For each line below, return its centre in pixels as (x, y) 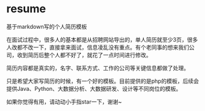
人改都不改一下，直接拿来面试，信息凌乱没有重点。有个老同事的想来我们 (98, 47)
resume (26, 9)
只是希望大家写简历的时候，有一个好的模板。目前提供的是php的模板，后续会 (103, 81)
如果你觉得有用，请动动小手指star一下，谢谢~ (64, 101)
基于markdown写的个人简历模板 (47, 26)
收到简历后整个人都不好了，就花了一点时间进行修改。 (84, 55)
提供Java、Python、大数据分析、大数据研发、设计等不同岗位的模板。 (94, 88)
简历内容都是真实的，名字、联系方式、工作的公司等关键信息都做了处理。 (98, 68)
